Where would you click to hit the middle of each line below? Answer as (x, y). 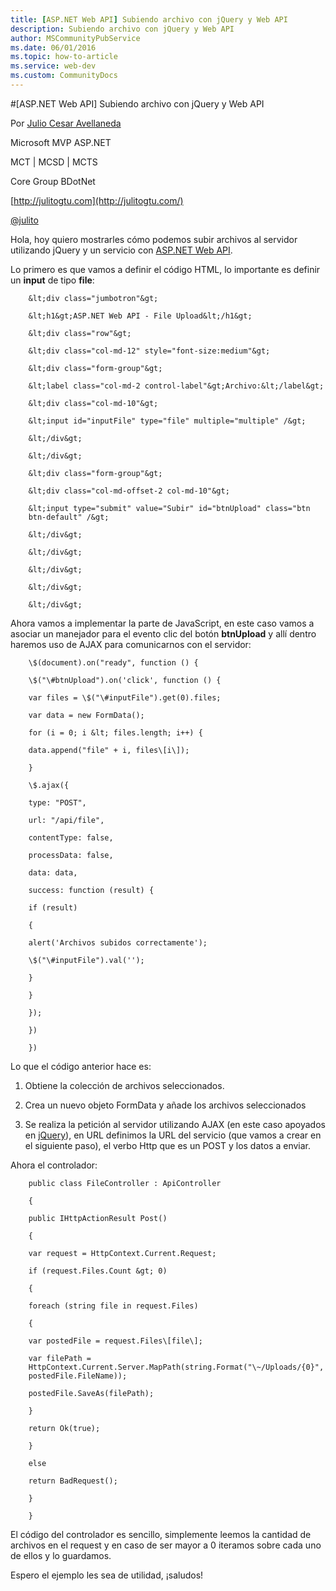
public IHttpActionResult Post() (98, 1218)
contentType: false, (71, 837)
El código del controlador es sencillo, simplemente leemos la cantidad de (161, 1534)
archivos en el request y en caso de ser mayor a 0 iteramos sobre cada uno (166, 1545)
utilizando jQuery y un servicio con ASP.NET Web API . (121, 250)
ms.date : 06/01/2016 (53, 47)
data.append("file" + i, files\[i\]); (109, 750)
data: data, (53, 872)
